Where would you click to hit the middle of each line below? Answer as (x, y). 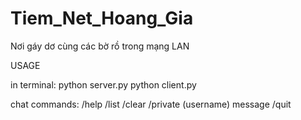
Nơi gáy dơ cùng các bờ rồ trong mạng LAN (100, 46)
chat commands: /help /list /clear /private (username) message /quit (151, 104)
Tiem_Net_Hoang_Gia (102, 18)
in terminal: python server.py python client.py (103, 84)
